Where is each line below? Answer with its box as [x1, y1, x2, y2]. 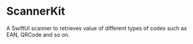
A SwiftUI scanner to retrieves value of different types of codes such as [6, 24, 187, 32]
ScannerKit [6, 4, 66, 18]
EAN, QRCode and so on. [6, 31, 70, 38]
